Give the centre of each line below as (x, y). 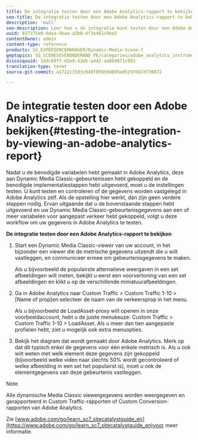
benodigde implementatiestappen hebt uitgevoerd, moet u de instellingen (95, 185)
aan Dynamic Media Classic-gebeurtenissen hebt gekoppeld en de (87, 179)
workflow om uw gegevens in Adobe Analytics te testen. (75, 223)
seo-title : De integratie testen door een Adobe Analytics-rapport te (95, 17)
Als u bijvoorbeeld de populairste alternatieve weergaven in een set (96, 269)
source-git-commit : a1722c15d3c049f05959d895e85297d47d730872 (84, 72)
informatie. (19, 432)
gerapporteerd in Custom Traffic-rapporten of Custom (72, 402)
